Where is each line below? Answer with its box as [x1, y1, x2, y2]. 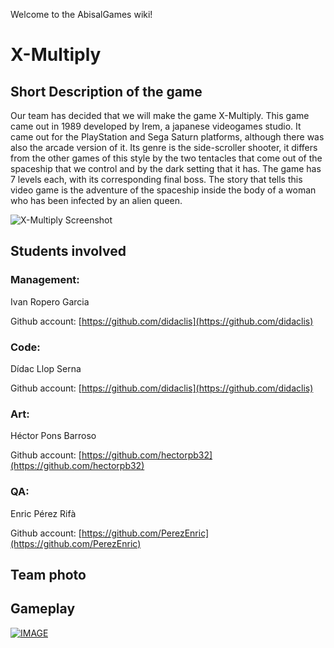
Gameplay [10, 600, 76, 618]
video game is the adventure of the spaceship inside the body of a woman [10, 184, 317, 196]
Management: [10, 273, 80, 287]
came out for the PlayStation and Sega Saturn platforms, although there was [10, 131, 325, 143]
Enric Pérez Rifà [10, 507, 77, 519]
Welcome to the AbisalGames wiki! [10, 9, 153, 20]
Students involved [10, 243, 127, 260]
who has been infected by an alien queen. [10, 195, 183, 206]
